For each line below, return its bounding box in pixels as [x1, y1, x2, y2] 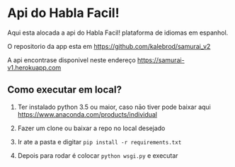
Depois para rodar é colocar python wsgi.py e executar [17, 151, 178, 160]
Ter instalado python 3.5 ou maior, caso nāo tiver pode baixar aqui [17, 103, 211, 111]
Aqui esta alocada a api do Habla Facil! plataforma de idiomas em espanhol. [7, 28, 229, 37]
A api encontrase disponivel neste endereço [7, 55, 136, 64]
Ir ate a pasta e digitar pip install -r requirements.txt [17, 137, 182, 146]
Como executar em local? [7, 83, 122, 96]
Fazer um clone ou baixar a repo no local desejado [17, 124, 166, 132]
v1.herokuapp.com [7, 63, 62, 71]
